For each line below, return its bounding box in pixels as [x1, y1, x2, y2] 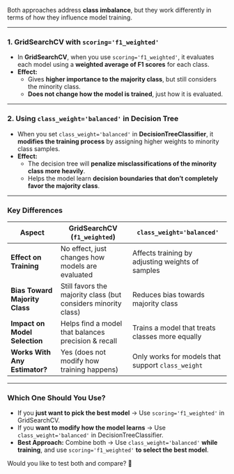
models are [60, 261, 97, 271]
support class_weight [132, 360, 203, 370]
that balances [60, 327, 105, 337]
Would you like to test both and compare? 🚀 [7, 459, 132, 468]
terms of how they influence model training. [7, 13, 132, 22]
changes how [60, 252, 105, 262]
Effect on [10, 252, 42, 262]
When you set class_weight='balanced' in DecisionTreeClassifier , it [17, 129, 214, 138]
